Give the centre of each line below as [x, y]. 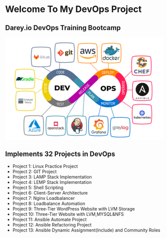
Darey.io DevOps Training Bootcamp [63, 28]
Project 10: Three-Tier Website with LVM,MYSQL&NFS [68, 214]
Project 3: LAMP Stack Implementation [52, 177]
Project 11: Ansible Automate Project [49, 219]
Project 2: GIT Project [34, 171]
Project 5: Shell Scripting [38, 187]
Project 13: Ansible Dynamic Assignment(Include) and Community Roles [86, 230]
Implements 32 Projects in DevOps [60, 154]
